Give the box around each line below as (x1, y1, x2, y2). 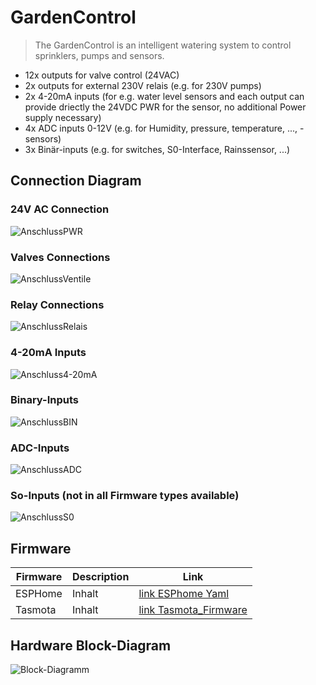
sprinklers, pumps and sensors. (34, 49, 165, 61)
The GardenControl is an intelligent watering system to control (34, 39, 292, 51)
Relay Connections (10, 297, 105, 311)
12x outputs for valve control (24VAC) (24, 69, 180, 81)
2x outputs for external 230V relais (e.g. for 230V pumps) (24, 79, 262, 91)
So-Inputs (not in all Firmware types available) (10, 489, 240, 503)
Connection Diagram (10, 172, 142, 190)
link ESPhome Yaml (138, 587, 230, 601)
